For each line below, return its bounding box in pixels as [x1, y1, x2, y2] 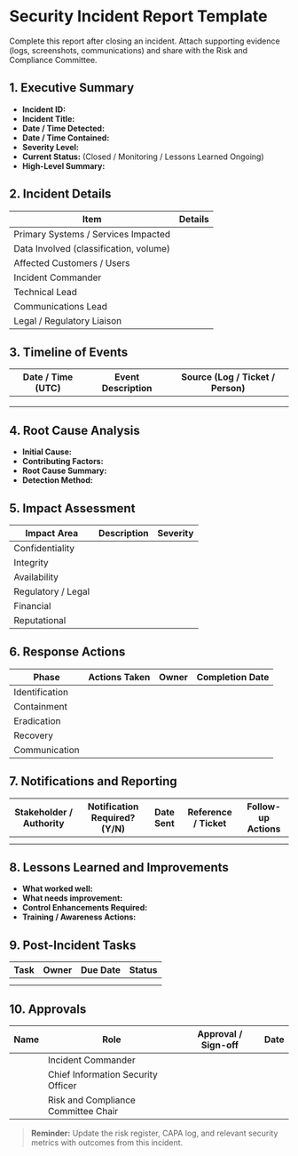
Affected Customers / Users [13, 256, 130, 269]
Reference [187, 806, 232, 818]
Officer [47, 1080, 77, 1092]
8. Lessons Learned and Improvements [9, 860, 229, 875]
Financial [13, 600, 51, 612]
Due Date [80, 964, 122, 976]
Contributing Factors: [21, 456, 104, 467]
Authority [22, 816, 65, 829]
